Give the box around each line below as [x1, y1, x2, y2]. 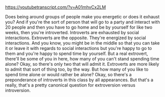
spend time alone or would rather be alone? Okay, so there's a [5, 72, 132, 77]
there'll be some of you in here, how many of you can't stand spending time [5, 56, 160, 61]
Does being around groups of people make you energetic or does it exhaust [5, 14, 160, 19]
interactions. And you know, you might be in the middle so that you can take [5, 40, 160, 46]
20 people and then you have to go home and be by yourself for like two [5, 24, 153, 30]
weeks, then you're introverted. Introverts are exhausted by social [5, 30, 139, 35]
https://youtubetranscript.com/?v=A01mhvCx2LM [5, 4, 106, 10]
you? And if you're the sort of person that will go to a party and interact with [5, 19, 160, 25]
